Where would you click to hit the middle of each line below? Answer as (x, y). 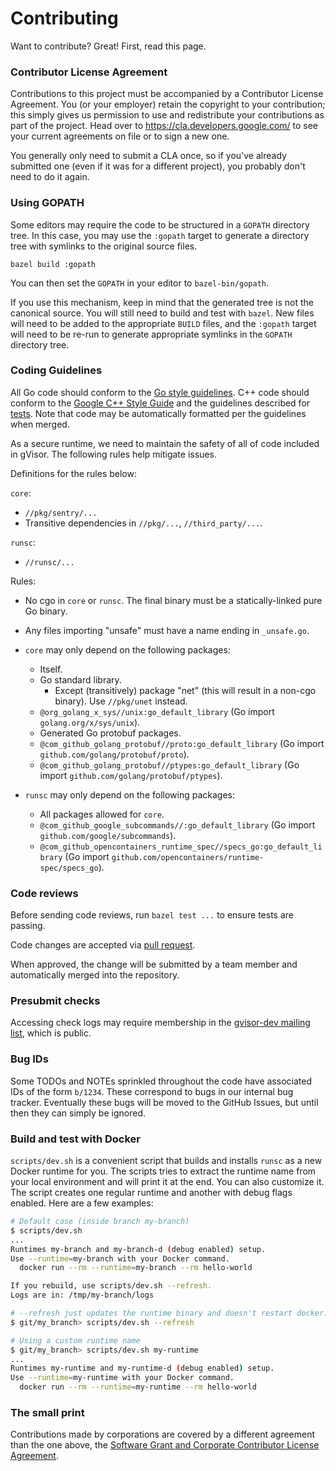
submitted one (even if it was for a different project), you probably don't (158, 166)
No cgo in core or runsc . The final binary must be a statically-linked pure (173, 600)
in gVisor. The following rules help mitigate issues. (113, 454)
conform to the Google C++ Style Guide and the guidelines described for (160, 403)
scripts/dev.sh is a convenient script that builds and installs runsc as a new (166, 1161)
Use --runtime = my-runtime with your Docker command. (122, 1378)
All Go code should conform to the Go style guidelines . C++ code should (160, 392)
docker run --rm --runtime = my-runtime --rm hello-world (138, 1387)
